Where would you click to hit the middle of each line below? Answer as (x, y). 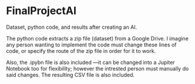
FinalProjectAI (41, 11)
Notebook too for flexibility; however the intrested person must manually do (97, 68)
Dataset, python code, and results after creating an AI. (72, 27)
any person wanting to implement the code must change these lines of (92, 45)
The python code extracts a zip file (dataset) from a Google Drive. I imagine (97, 38)
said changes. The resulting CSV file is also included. (70, 75)
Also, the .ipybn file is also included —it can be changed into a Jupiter (90, 62)
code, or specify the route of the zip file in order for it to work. (81, 51)
